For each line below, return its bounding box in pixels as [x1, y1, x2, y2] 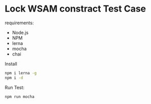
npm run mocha [5, 94, 35, 99]
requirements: [5, 20, 34, 26]
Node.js [12, 29, 29, 35]
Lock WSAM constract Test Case [5, 3, 146, 15]
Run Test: [5, 84, 25, 90]
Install [5, 61, 17, 67]
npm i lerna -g [5, 70, 37, 76]
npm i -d [5, 75, 23, 80]
